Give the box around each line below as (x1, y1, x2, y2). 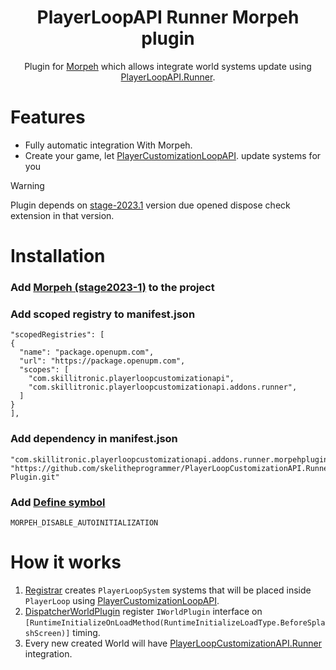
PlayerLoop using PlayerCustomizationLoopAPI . (24, 594, 220, 606)
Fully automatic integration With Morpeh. (24, 139, 193, 151)
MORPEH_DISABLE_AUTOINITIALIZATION (10, 517, 159, 528)
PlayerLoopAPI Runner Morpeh (36, 6, 300, 29)
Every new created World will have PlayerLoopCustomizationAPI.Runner (24, 637, 323, 649)
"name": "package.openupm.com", (19, 347, 155, 358)
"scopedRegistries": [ (10, 330, 105, 340)
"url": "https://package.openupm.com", (19, 356, 186, 366)
